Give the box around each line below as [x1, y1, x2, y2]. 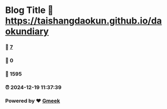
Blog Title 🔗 [5, 4, 54, 16]
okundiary [5, 26, 49, 37]
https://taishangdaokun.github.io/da [5, 15, 162, 26]
